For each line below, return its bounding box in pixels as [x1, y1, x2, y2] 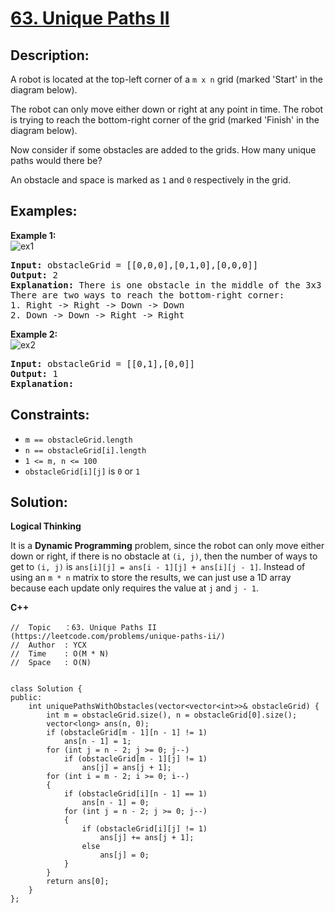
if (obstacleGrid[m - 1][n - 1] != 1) [46, 728, 208, 738]
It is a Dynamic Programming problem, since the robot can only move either [10, 540, 325, 552]
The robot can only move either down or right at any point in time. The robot [10, 103, 324, 115]
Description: [10, 47, 90, 64]
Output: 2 [10, 269, 58, 281]
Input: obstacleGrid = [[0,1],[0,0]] [10, 358, 196, 369]
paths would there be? [10, 155, 103, 166]
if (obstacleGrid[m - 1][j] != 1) [63, 754, 208, 764]
